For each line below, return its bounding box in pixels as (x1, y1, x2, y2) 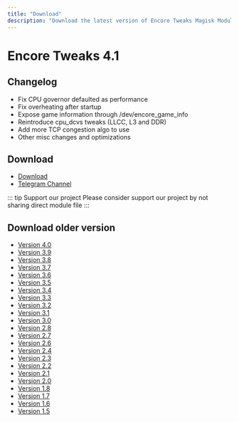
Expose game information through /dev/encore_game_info (17, 110, 188, 118)
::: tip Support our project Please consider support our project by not (7, 194, 208, 202)
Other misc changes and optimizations (17, 132, 132, 141)
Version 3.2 (17, 301, 52, 310)
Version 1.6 (17, 399, 51, 408)
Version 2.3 (17, 354, 52, 363)
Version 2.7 (17, 332, 51, 340)
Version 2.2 (17, 362, 52, 370)
